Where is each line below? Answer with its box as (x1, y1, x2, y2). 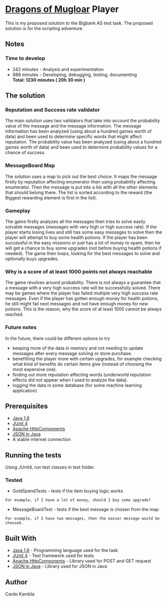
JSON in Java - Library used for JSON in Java (12, 563, 107, 569)
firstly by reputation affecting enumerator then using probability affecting (5, 178, 156, 184)
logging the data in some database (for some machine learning (12, 382, 142, 388)
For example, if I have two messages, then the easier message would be (5, 516, 160, 521)
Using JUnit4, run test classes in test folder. (5, 464, 95, 470)
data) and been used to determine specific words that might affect (5, 133, 142, 139)
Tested (5, 476, 22, 483)
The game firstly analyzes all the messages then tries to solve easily (5, 218, 146, 224)
